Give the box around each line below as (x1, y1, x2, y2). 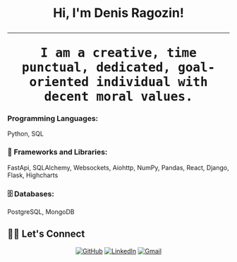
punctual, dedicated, (21, 60, 171, 76)
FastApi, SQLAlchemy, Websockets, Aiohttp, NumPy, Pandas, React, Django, (7, 163, 229, 172)
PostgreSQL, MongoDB (7, 208, 75, 216)
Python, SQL (7, 129, 44, 138)
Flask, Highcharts (7, 171, 59, 179)
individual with (96, 74, 208, 90)
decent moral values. (44, 89, 193, 105)
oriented (29, 74, 90, 90)
